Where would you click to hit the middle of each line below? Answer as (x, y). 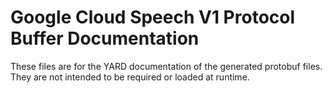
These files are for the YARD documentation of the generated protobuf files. (166, 66)
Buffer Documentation (105, 38)
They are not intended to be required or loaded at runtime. (130, 77)
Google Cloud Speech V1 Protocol (153, 17)
